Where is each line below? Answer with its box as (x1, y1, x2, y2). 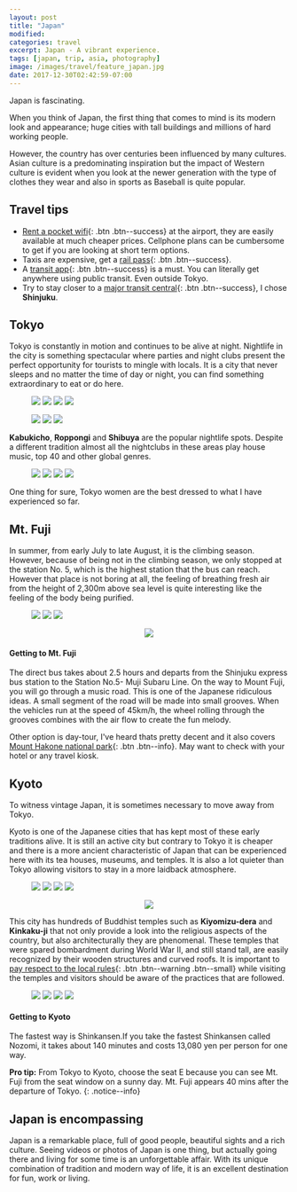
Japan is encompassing (9, 1111, 144, 1126)
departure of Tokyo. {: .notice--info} (9, 1086, 141, 1096)
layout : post (9, 12, 58, 22)
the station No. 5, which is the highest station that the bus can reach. (9, 564, 261, 575)
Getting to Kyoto (9, 1011, 71, 1022)
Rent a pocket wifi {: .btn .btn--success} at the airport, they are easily (21, 225, 274, 236)
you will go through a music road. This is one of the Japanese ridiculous (9, 686, 272, 697)
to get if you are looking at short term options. (21, 245, 191, 255)
